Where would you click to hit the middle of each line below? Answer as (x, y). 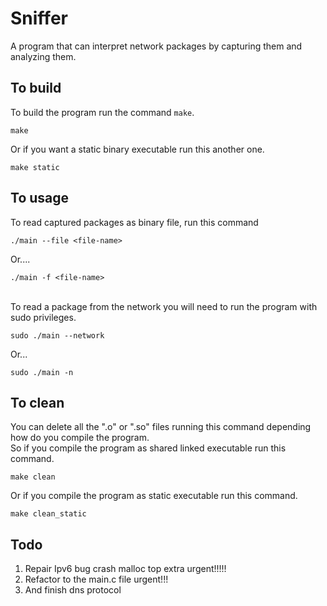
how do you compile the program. (80, 438)
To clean (37, 402)
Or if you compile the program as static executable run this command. (154, 496)
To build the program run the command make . (102, 112)
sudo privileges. (43, 317)
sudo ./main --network (57, 335)
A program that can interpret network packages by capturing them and (156, 46)
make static (35, 167)
